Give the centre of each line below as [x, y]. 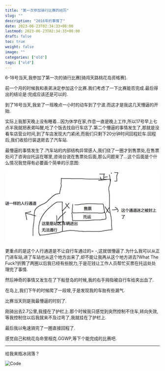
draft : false [18, 37]
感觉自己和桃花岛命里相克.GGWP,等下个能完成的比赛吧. [61, 338]
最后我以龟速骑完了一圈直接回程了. [40, 328]
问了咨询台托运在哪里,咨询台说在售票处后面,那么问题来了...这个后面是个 [81, 157]
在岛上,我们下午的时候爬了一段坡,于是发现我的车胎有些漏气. [65, 290]
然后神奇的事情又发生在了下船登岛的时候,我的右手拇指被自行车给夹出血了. [80, 280]
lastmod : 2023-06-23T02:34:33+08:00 [42, 31]
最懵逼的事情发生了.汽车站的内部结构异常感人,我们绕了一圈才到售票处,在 [78, 150]
